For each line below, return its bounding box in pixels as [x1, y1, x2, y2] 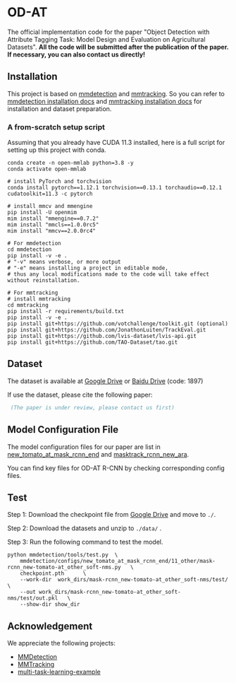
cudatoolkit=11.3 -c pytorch [7, 190, 93, 198]
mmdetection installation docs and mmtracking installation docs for [7, 97, 202, 105]
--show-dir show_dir [20, 601, 80, 608]
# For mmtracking [7, 289, 58, 297]
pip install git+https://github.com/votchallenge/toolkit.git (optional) [7, 320, 229, 327]
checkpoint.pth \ [20, 570, 87, 577]
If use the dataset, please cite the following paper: [7, 390, 153, 399]
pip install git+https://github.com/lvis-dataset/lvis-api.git [7, 333, 197, 340]
